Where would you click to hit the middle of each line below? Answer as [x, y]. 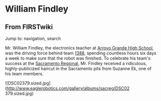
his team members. [24, 74]
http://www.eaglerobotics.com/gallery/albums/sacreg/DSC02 [68, 88]
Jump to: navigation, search [33, 38]
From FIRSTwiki [29, 27]
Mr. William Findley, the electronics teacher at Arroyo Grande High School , [80, 48]
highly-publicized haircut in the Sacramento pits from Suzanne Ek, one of [78, 68]
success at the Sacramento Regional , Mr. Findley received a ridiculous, [76, 63]
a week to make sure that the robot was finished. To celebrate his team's [78, 58]
